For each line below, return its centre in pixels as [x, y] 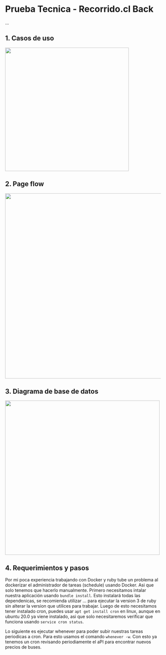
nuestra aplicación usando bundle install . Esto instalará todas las [73, 596]
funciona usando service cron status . [44, 622]
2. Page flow [25, 184]
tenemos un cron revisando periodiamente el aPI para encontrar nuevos [78, 642]
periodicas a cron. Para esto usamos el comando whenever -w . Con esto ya [81, 637]
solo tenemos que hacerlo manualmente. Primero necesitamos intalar [76, 590]
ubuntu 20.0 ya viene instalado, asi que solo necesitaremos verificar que [79, 616]
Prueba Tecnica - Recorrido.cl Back [79, 9]
